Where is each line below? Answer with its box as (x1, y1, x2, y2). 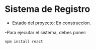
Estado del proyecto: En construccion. (12, 20, 91, 26)
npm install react (5, 39, 43, 44)
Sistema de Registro (5, 3, 90, 15)
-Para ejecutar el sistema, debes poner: (5, 29, 86, 35)
